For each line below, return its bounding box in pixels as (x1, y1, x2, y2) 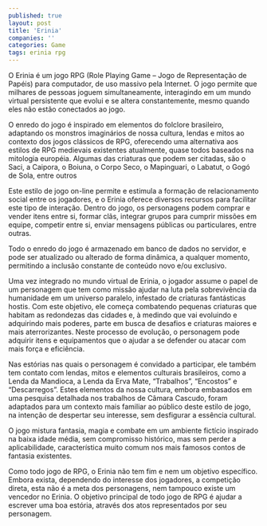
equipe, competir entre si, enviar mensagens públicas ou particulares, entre (8, 220, 257, 230)
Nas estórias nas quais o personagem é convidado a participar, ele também (8, 359, 257, 369)
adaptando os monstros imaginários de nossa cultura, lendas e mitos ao (8, 128, 245, 138)
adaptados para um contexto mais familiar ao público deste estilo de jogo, (8, 402, 251, 411)
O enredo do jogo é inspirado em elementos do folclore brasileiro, (8, 120, 225, 129)
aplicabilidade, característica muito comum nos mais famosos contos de (8, 443, 245, 452)
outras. (8, 229, 32, 237)
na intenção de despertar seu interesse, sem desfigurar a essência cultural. (8, 410, 257, 419)
